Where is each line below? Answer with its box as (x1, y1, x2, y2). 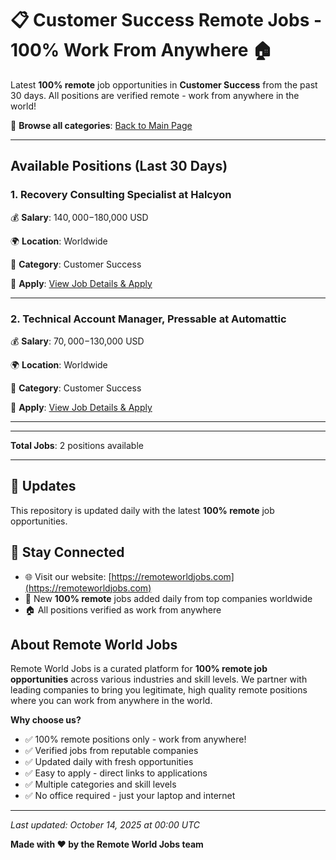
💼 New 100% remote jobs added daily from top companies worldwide (24, 592, 313, 604)
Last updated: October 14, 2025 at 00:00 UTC (10, 819, 200, 831)
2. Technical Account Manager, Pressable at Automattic (10, 312, 287, 326)
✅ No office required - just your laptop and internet (24, 790, 236, 802)
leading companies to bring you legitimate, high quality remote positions (10, 684, 308, 696)
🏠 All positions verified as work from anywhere (24, 603, 222, 616)
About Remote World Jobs (10, 636, 178, 653)
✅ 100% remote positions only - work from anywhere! (24, 733, 247, 746)
